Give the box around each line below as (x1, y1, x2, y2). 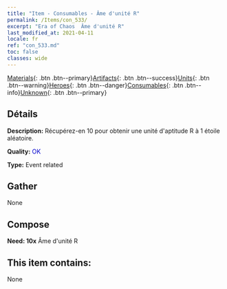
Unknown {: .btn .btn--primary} (20, 88, 107, 96)
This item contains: (7, 257, 91, 268)
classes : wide (7, 55, 48, 62)
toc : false (7, 49, 39, 56)
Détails (7, 108, 38, 120)
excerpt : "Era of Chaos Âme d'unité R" (7, 23, 125, 30)
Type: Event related (7, 160, 63, 169)
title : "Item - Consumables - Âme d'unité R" (7, 10, 140, 17)
